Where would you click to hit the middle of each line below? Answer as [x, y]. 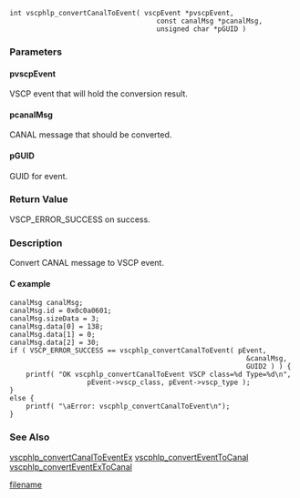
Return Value [39, 199]
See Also [30, 437]
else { [22, 399]
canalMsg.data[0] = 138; [57, 327]
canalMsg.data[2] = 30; [55, 343]
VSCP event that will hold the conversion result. [99, 94]
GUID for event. [39, 176]
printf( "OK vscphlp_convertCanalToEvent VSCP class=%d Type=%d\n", [159, 375]
